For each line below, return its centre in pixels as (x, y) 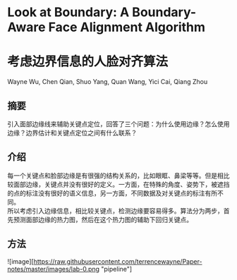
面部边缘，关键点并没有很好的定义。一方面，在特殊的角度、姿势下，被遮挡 (121, 184)
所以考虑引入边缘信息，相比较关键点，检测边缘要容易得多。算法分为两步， (115, 211)
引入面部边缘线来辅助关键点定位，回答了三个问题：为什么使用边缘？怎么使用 (119, 123)
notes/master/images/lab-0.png (54, 269)
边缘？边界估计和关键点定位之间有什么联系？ (72, 133)
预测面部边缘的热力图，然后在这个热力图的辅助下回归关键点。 (103, 219)
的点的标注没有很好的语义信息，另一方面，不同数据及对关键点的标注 (106, 193)
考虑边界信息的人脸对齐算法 (88, 62)
